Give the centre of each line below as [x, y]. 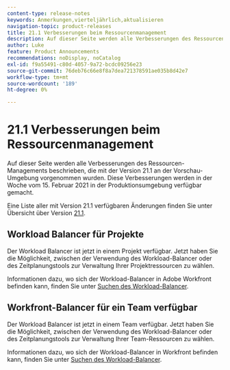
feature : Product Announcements [53, 52]
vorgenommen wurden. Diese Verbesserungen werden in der [126, 178]
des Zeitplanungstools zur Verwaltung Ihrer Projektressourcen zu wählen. [111, 265]
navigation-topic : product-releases [59, 26]
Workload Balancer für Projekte [76, 235]
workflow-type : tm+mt [38, 77]
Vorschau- [188, 171]
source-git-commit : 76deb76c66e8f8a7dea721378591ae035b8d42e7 [98, 71]
